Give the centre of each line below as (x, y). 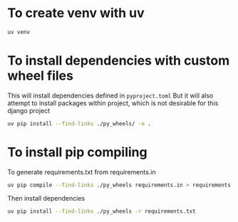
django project (29, 110)
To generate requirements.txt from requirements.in (82, 171)
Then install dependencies (46, 199)
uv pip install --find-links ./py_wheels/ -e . (79, 123)
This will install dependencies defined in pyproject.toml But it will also (110, 95)
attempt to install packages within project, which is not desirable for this (113, 103)
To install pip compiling (77, 152)
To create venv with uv (76, 13)
